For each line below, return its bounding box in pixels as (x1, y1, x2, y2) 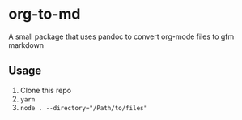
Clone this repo (19, 85, 71, 95)
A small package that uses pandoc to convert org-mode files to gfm (8, 32, 235, 41)
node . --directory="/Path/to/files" (19, 104, 148, 112)
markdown (8, 40, 45, 49)
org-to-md (8, 5, 81, 24)
